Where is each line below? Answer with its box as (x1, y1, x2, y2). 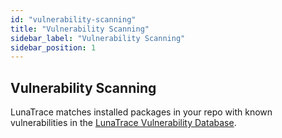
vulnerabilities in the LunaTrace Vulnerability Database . (10, 117, 237, 129)
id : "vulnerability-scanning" (10, 14, 137, 25)
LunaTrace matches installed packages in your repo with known (10, 106, 273, 118)
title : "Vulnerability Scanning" (10, 24, 150, 34)
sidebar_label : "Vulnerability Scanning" (10, 33, 186, 43)
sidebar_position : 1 (10, 42, 97, 53)
